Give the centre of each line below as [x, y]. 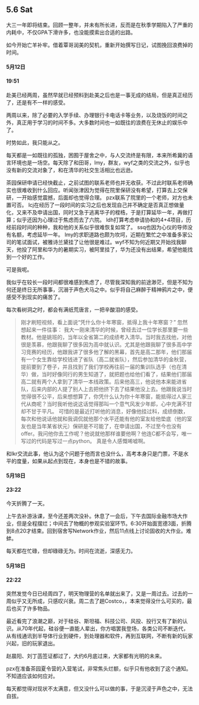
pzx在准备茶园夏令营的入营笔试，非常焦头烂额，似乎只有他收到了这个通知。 [99, 669]
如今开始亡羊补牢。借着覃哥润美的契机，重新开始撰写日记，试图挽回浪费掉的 [99, 45]
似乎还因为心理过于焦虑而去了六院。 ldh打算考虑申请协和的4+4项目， [101, 220]
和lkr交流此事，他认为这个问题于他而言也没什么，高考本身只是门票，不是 [95, 453]
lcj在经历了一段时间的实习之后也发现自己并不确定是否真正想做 [104, 205]
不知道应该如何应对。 [32, 676]
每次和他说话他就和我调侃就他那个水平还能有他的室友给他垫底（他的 [104, 419]
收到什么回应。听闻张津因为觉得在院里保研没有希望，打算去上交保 [107, 190]
